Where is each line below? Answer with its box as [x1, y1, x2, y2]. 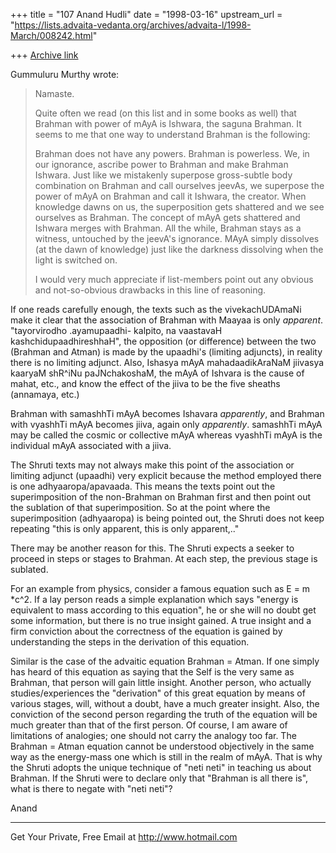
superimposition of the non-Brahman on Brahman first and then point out [10, 491, 312, 503]
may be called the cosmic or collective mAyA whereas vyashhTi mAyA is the [10, 429, 323, 441]
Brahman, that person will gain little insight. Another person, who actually [10, 677, 312, 688]
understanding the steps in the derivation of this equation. [10, 636, 250, 648]
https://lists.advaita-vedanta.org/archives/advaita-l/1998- [14, 19, 252, 31]
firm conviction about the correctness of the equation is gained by [10, 625, 283, 637]
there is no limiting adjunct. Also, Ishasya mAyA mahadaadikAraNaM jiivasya [10, 357, 325, 368]
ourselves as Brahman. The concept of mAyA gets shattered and [34, 212, 301, 223]
